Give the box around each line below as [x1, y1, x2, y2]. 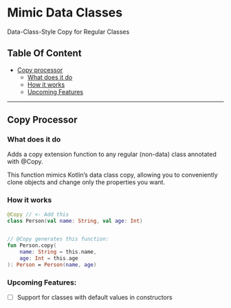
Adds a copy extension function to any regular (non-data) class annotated [7, 150, 217, 159]
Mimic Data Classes [7, 5, 122, 21]
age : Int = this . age [19, 255, 78, 262]
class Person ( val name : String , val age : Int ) [7, 217, 143, 224]
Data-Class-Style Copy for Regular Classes [7, 27, 130, 36]
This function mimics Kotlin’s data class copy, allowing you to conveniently [7, 170, 218, 179]
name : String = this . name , [19, 249, 97, 256]
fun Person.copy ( [7, 242, 57, 249]
